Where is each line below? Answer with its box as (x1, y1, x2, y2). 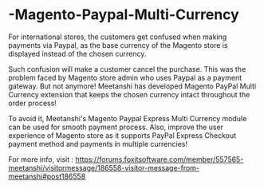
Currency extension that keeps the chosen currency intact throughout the (8, 89, 250, 99)
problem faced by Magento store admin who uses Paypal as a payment (8, 73, 242, 82)
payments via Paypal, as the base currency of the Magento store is (8, 40, 229, 49)
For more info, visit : (8, 154, 74, 164)
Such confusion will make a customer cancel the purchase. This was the (8, 64, 246, 73)
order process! (8, 98, 57, 108)
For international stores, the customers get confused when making (8, 32, 227, 41)
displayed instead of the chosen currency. (8, 49, 147, 58)
